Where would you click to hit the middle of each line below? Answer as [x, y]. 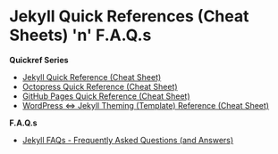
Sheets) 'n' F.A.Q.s [80, 35]
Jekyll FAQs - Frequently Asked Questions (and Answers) [128, 140]
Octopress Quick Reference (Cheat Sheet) [100, 86]
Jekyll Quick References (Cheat [129, 16]
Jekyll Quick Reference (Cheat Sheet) [92, 77]
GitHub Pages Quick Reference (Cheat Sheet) [106, 96]
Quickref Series [39, 60]
